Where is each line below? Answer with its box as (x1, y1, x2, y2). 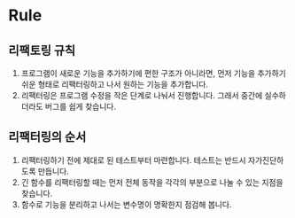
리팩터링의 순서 (8, 129, 87, 144)
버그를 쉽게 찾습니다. (44, 101, 117, 112)
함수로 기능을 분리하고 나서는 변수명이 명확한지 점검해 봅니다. (20, 199, 232, 209)
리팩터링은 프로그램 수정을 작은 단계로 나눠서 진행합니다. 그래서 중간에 (20, 90, 263, 100)
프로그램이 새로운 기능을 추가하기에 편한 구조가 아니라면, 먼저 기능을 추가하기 (20, 68, 287, 78)
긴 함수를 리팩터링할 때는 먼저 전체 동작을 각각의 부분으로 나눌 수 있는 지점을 (20, 176, 284, 187)
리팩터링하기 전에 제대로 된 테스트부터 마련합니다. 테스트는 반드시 (20, 154, 246, 165)
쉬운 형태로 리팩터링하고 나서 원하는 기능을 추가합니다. (20, 79, 209, 90)
